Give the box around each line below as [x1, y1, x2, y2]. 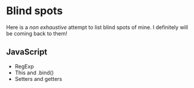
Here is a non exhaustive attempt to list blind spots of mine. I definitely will [6, 24, 189, 31]
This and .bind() [14, 69, 54, 76]
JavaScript [6, 47, 48, 57]
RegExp [14, 63, 34, 70]
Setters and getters [14, 75, 62, 82]
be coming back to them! [6, 30, 67, 37]
